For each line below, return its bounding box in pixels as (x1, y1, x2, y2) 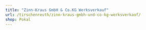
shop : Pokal (5, 17, 31, 22)
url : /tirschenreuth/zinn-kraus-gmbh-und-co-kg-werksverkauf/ (5, 12, 141, 17)
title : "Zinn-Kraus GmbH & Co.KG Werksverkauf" (5, 7, 109, 13)
